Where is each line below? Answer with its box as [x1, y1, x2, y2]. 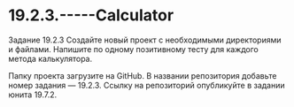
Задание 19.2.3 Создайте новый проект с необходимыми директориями [8, 34, 282, 45]
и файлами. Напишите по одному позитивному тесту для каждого [8, 43, 259, 54]
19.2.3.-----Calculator [8, 5, 174, 26]
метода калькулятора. [8, 53, 93, 64]
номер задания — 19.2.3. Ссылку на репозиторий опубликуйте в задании [8, 80, 285, 90]
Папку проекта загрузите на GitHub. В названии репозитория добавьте [8, 70, 277, 80]
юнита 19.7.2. [8, 89, 58, 100]
